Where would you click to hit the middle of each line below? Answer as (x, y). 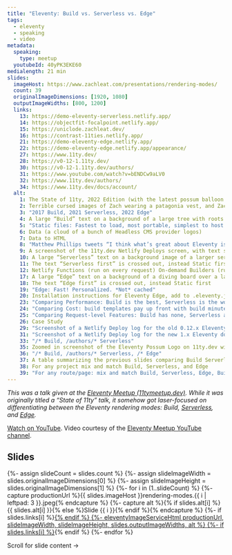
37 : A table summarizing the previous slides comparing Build (111, 360)
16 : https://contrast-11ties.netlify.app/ (81, 135)
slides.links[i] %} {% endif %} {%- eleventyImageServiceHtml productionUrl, (116, 518)
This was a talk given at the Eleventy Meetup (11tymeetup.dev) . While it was (115, 392)
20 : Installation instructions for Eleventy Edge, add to (105, 296)
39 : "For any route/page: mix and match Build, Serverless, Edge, (117, 373)
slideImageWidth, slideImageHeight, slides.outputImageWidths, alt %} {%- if (116, 525)
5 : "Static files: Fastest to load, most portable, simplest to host (122, 225)
